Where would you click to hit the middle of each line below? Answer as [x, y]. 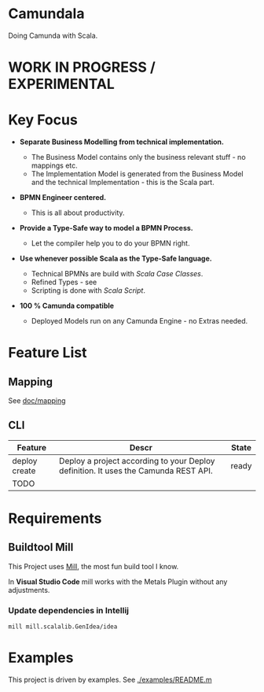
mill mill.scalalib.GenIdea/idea [63, 627]
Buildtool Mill [41, 548]
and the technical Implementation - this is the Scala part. [123, 183]
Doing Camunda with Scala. [53, 35]
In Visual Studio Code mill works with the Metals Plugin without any [118, 581]
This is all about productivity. [78, 213]
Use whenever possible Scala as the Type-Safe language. [115, 259]
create [24, 471]
